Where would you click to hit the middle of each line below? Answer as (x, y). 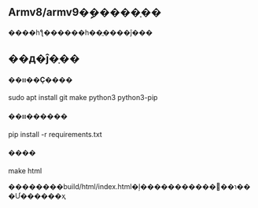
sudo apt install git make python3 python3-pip (83, 98)
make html (25, 170)
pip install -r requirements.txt (55, 134)
